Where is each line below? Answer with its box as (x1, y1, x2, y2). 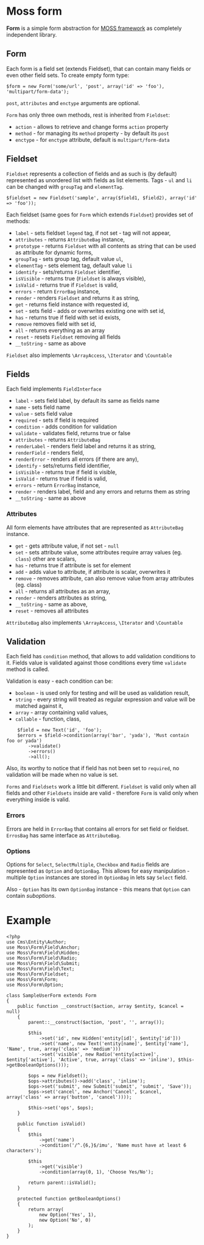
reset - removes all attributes (15, 607, 89, 614)
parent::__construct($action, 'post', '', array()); (28, 1019, 165, 1026)
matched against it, (15, 702, 64, 710)
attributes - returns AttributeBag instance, (15, 235, 125, 243)
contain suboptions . (6, 892, 57, 900)
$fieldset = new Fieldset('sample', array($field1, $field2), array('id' (6, 194, 198, 201)
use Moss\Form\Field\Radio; (6, 955, 78, 961)
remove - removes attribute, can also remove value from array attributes (15, 575, 194, 582)
